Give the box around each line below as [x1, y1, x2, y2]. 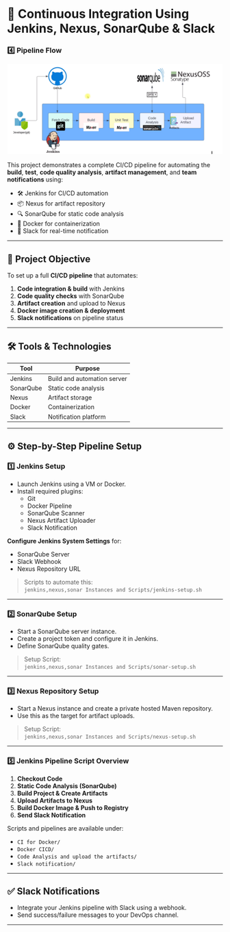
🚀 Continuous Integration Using [7, 6, 190, 22]
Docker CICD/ [16, 846, 55, 853]
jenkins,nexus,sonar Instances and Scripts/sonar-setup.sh [23, 664, 196, 671]
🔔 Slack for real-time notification [16, 227, 109, 235]
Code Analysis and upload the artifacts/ [16, 853, 137, 860]
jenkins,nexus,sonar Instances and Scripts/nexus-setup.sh [23, 733, 196, 741]
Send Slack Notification [16, 811, 86, 819]
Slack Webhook [16, 557, 62, 565]
